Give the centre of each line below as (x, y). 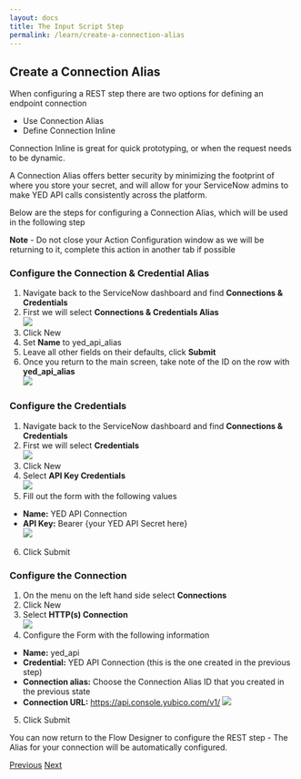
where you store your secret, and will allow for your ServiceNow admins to (149, 185)
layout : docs (34, 18)
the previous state (56, 692)
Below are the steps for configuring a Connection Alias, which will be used (149, 213)
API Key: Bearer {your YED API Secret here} (105, 523)
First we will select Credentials (80, 445)
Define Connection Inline (69, 131)
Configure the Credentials (68, 406)
